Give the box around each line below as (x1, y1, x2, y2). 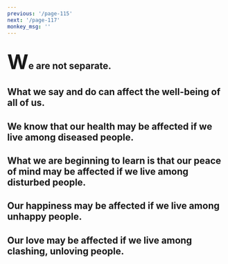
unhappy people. (7, 211, 82, 222)
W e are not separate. (7, 49, 112, 74)
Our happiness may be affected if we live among (7, 200, 220, 212)
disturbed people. (7, 176, 87, 188)
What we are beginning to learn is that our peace (7, 155, 222, 166)
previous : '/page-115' (7, 10, 73, 17)
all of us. (7, 97, 45, 109)
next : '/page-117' (7, 17, 60, 24)
